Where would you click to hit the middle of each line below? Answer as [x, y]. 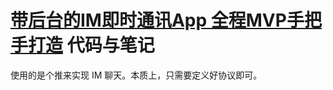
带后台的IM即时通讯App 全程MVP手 [157, 20]
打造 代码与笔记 [91, 45]
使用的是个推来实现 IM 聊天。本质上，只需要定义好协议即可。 [136, 75]
